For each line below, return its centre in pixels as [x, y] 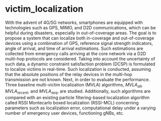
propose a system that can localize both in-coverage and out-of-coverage [80, 38]
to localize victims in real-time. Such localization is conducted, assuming [78, 69]
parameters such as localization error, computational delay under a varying [80, 108]
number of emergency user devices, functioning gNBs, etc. [65, 113]
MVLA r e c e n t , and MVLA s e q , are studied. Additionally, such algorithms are [78, 91]
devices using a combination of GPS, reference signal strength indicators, [79, 43]
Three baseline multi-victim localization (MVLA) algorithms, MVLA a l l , [74, 85]
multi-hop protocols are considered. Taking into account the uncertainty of [80, 59]
